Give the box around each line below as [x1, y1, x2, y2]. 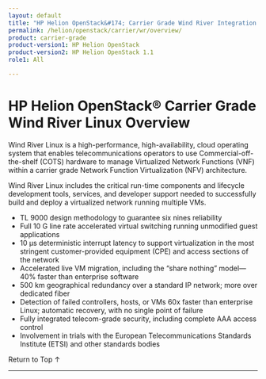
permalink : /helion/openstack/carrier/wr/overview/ [8, 26, 182, 34]
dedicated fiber [19, 289, 70, 298]
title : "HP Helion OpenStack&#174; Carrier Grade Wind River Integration [8, 19, 257, 27]
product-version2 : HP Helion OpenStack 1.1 [8, 48, 154, 56]
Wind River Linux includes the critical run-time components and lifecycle [8, 180, 245, 190]
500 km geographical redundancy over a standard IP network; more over [19, 280, 258, 289]
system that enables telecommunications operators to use [8, 148, 198, 158]
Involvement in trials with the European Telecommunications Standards [19, 331, 252, 340]
